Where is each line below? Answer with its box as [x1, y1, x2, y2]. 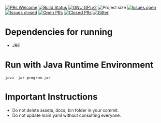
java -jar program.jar [5, 75, 51, 80]
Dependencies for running [5, 27, 113, 38]
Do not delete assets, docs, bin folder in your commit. [12, 107, 119, 113]
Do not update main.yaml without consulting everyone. [12, 112, 121, 118]
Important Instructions [5, 92, 98, 102]
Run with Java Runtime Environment [5, 59, 154, 70]
